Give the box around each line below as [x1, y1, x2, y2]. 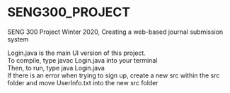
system [7, 35, 29, 43]
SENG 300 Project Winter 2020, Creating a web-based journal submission [7, 27, 224, 36]
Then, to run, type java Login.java [7, 63, 105, 72]
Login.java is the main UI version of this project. [7, 49, 146, 57]
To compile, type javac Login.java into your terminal [7, 56, 158, 64]
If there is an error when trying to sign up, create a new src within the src [7, 71, 220, 80]
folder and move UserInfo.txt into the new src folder [7, 78, 159, 87]
